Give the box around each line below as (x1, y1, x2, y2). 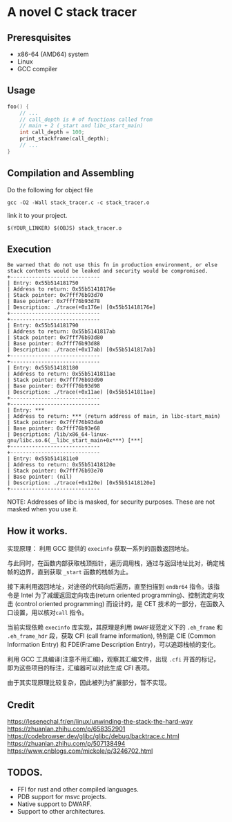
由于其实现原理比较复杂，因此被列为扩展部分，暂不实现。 (7, 679, 171, 687)
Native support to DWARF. (17, 800, 92, 808)
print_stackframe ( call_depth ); (19, 136, 110, 143)
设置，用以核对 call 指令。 (12, 608, 88, 616)
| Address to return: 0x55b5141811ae (7, 371, 116, 378)
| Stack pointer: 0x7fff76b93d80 (7, 334, 104, 341)
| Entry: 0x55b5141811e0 (7, 455, 79, 462)
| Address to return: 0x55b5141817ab (7, 328, 116, 336)
